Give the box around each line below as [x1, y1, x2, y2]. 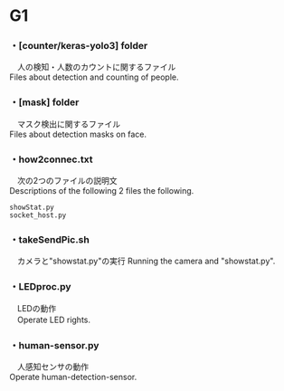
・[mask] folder [9, 96, 80, 109]
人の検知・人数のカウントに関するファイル [16, 62, 176, 72]
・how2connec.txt [9, 153, 93, 166]
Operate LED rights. [16, 314, 91, 325]
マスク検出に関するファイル [16, 119, 120, 129]
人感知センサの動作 [16, 361, 89, 372]
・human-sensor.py [9, 339, 99, 351]
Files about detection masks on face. [9, 129, 147, 139]
